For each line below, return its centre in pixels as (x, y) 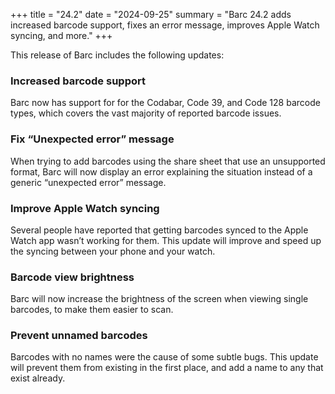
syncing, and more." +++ (61, 35)
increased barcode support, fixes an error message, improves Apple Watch (165, 25)
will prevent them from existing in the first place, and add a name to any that (167, 368)
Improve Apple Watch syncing (85, 208)
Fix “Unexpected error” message (92, 139)
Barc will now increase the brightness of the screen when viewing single (159, 299)
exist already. (38, 378)
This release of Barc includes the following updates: (117, 55)
